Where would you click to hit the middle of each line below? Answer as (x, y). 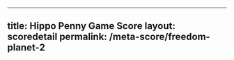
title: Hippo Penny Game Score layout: (91, 26)
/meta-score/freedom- (159, 37)
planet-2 (26, 48)
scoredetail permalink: (57, 37)
